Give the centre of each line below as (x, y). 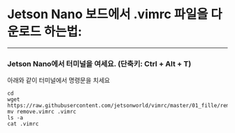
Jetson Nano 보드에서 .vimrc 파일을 (108, 14)
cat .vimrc (23, 124)
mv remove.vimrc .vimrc (42, 112)
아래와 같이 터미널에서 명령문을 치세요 (59, 80)
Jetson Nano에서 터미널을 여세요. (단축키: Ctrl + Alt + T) (99, 63)
